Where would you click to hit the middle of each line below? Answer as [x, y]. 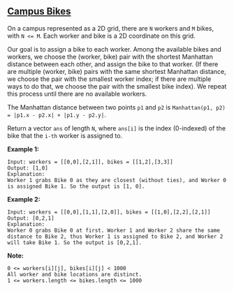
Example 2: [24, 199]
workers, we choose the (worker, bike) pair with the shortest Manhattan [110, 57]
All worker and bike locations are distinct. [74, 274]
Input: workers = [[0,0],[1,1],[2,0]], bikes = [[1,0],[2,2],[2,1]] [109, 212]
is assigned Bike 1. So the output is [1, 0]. [76, 186]
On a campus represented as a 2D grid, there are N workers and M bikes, [111, 28]
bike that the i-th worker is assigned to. [65, 135]
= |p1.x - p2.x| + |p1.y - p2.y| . [57, 114]
